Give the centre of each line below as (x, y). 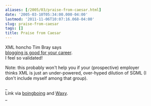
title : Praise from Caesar (33, 33)
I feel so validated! (24, 58)
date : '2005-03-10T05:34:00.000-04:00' (47, 14)
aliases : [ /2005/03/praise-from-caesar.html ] (53, 10)
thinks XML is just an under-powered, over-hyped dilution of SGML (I (76, 73)
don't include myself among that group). (47, 78)
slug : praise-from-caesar (32, 24)
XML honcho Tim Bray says (33, 47)
